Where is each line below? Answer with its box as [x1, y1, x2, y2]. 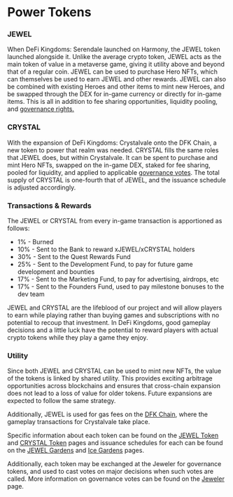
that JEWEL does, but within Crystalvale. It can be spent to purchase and [7, 153, 218, 161]
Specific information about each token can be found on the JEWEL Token [7, 431, 219, 439]
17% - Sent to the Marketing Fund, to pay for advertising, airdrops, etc [17, 275, 219, 284]
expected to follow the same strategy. [7, 397, 116, 405]
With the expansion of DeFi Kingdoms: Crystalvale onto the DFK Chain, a [7, 138, 217, 147]
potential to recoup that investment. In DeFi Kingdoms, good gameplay [7, 319, 211, 327]
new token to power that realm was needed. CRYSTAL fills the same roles [7, 145, 219, 154]
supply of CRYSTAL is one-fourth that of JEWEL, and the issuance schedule [7, 175, 226, 184]
